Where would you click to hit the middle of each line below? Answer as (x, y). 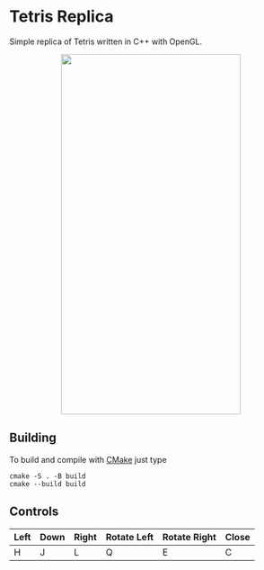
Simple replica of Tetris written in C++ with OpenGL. (106, 41)
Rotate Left (130, 537)
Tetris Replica (62, 17)
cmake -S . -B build (48, 476)
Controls (34, 512)
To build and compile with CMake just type (88, 459)
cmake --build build (48, 484)
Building (33, 438)
